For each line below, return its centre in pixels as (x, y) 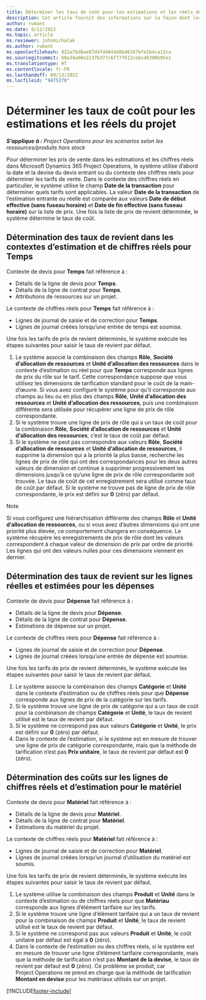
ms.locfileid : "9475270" (38, 80)
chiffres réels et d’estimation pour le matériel (94, 787)
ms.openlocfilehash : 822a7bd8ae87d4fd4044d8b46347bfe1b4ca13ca (89, 52)
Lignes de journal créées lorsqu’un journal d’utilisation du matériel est (103, 857)
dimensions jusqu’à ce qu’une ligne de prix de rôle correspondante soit (105, 474)
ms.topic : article (30, 35)
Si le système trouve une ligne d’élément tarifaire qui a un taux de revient (107, 913)
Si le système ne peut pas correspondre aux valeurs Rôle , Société (99, 442)
